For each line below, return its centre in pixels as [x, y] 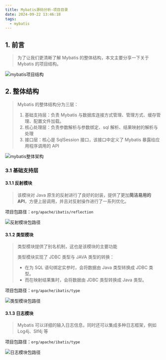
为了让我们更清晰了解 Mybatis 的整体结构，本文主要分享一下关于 [83, 58]
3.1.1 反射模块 [19, 183]
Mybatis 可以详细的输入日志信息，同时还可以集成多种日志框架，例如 [87, 325]
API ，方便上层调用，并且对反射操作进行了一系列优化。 [73, 201]
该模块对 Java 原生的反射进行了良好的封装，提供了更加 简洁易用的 [84, 195]
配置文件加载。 [49, 121]
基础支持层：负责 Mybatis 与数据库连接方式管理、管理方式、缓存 [91, 115]
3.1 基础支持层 [22, 170]
